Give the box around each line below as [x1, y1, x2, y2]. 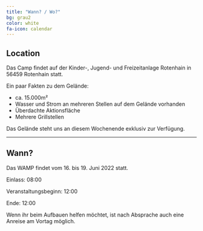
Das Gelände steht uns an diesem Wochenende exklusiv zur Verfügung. [6, 125, 185, 132]
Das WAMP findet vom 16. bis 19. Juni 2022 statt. [6, 164, 129, 171]
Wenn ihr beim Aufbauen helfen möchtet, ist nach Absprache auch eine [6, 211, 184, 218]
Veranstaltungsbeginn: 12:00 [6, 187, 78, 195]
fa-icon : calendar [6, 25, 53, 32]
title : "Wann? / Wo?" [6, 8, 61, 15]
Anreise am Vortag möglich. [6, 217, 76, 224]
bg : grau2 [6, 15, 31, 21]
